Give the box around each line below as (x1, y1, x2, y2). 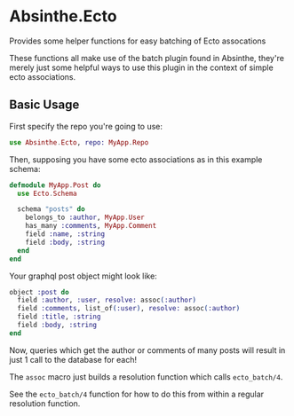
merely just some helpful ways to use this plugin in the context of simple (9, 62, 274, 73)
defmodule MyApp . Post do (9, 180, 101, 190)
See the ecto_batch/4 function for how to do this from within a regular (9, 389, 265, 399)
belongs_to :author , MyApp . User (25, 213, 145, 223)
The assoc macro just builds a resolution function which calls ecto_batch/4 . (9, 371, 283, 382)
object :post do (9, 287, 69, 296)
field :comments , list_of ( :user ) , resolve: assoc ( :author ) (17, 304, 241, 313)
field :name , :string (25, 230, 105, 239)
